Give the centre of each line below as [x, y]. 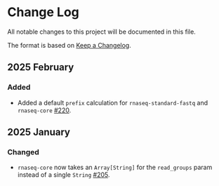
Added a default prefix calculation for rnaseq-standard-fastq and [113, 102]
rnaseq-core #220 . [44, 110]
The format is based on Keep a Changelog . [69, 45]
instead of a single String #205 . [64, 175]
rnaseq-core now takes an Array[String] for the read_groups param [115, 167]
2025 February [41, 67]
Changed [24, 152]
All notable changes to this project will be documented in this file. [102, 32]
